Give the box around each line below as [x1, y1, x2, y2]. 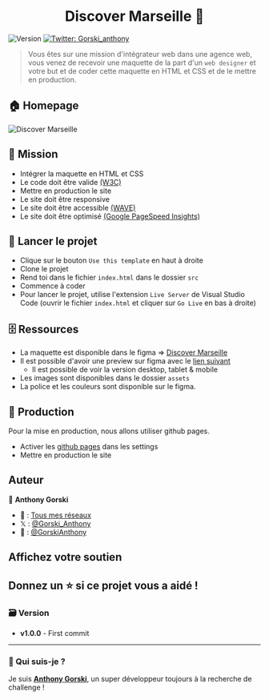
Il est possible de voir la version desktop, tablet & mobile [31, 364, 219, 375]
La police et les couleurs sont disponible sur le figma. [19, 382, 196, 392]
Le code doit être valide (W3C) [19, 177, 122, 187]
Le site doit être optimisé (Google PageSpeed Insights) [19, 211, 200, 221]
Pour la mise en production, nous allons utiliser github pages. [8, 426, 210, 436]
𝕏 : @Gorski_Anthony [19, 518, 91, 528]
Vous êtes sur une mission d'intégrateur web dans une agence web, [27, 49, 253, 58]
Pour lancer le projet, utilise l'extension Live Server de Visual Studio [19, 290, 246, 300]
